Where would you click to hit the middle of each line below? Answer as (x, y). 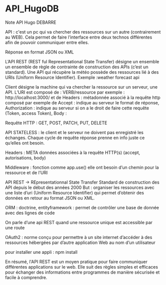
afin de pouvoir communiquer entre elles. (47, 42)
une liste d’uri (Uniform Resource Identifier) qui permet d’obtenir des (75, 192)
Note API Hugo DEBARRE (31, 22)
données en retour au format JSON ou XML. (50, 198)
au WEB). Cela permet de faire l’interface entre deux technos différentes (79, 37)
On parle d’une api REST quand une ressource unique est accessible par (79, 222)
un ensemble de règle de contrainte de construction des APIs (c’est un (77, 67)
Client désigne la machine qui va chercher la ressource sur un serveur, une (82, 87)
